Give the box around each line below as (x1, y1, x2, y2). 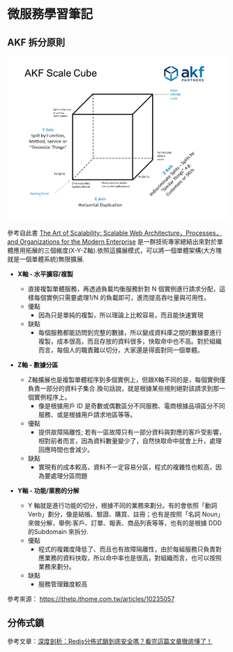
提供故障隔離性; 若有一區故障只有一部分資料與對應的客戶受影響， (38, 428, 225, 436)
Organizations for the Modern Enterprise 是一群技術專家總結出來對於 (20, 238, 218, 245)
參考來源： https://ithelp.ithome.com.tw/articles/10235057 (7, 595, 175, 603)
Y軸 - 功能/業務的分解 (17, 486, 80, 495)
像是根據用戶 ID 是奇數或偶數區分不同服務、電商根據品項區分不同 (38, 402, 225, 410)
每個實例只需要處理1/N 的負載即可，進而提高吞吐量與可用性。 (33, 294, 211, 301)
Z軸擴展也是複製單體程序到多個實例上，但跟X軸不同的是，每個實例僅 (27, 375, 225, 384)
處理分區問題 (50, 472, 88, 479)
